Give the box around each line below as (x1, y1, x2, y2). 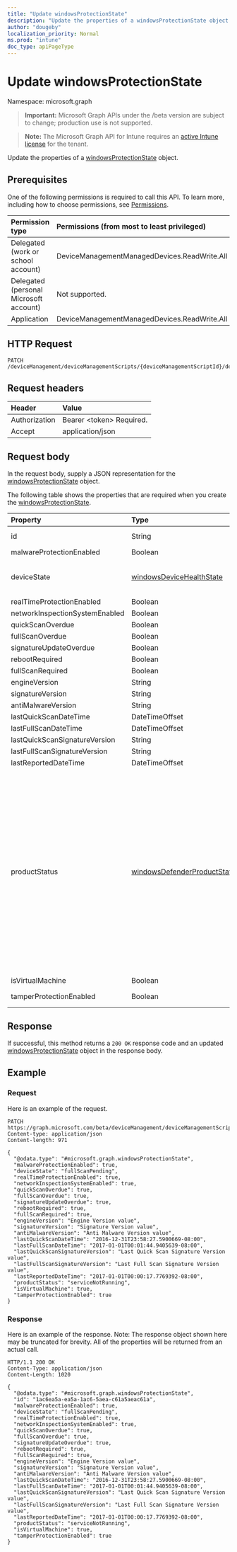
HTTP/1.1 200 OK (7, 1359, 55, 1366)
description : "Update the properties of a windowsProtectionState (7, 17, 207, 24)
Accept (11, 426, 35, 436)
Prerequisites (7, 174, 68, 186)
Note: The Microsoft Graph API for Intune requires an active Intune (24, 132, 219, 140)
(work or (11, 246, 39, 256)
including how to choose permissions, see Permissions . (7, 200, 169, 209)
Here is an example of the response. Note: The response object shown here (7, 1330, 228, 1338)
